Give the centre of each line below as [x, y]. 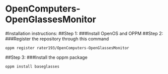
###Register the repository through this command [57, 39]
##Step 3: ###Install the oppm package [47, 57]
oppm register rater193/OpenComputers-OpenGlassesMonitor [67, 48]
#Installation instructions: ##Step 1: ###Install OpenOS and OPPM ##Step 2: [84, 33]
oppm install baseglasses [32, 66]
